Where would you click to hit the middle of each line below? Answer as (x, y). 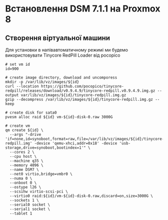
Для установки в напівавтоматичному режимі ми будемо (67, 50)
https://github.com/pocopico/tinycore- (82, 86)
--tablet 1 (21, 213)
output (12, 95)
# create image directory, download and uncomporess (61, 78)
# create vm (17, 126)
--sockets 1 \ (24, 200)
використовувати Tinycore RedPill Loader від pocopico (63, 55)
